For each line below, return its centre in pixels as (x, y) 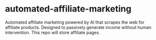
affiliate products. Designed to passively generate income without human (78, 27)
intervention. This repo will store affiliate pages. (53, 32)
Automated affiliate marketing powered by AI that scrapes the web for (75, 22)
